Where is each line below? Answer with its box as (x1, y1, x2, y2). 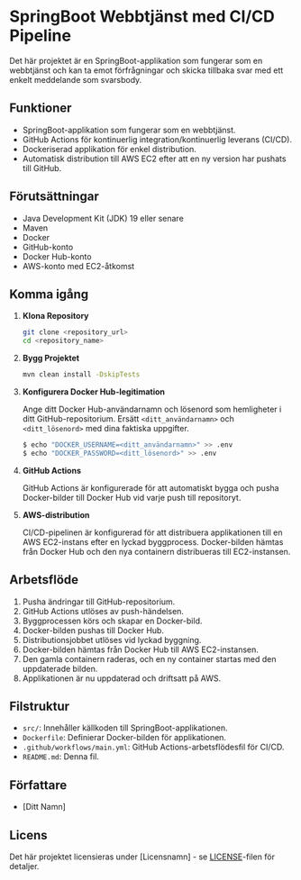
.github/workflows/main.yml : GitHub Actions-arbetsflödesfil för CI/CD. (22, 741, 285, 753)
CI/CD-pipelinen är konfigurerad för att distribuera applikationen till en (22, 527, 283, 538)
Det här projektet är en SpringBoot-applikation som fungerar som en (9, 55, 263, 66)
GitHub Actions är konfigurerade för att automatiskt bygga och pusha (22, 482, 279, 493)
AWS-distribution (22, 509, 90, 520)
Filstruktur (9, 698, 70, 713)
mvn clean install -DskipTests (22, 370, 141, 379)
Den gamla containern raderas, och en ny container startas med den (22, 653, 277, 664)
